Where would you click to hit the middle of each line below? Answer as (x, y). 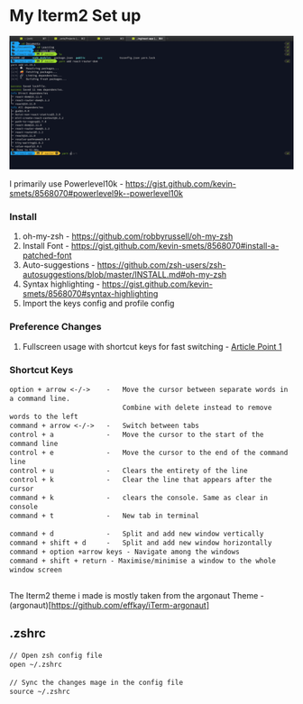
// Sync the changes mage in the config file (96, 682)
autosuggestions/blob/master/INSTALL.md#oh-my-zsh (124, 275)
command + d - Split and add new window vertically (137, 534)
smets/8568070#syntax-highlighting (90, 294)
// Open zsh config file (56, 655)
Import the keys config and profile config (98, 304)
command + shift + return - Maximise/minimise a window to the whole (143, 561)
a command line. (40, 399)
